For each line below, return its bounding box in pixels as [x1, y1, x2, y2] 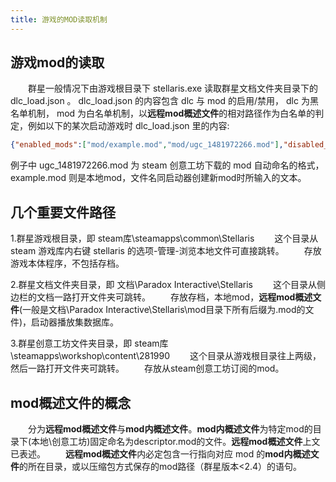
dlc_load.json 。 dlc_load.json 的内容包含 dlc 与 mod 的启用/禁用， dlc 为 [10, 95, 310, 107]
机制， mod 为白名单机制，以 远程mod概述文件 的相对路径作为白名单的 [27, 107, 316, 120]
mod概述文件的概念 [10, 394, 132, 411]
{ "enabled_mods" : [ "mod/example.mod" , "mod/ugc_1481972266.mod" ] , [10, 140, 284, 150]
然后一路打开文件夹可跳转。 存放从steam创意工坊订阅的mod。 [10, 362, 285, 375]
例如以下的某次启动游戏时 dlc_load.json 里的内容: [27, 120, 230, 132]
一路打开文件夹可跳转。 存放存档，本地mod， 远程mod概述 [53, 291, 313, 303]
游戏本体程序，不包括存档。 [10, 257, 125, 270]
